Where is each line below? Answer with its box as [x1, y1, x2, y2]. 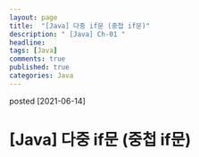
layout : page [9, 12, 58, 22]
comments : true [9, 54, 66, 63]
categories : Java [9, 71, 74, 80]
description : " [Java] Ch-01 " [9, 29, 126, 38]
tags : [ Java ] [9, 46, 58, 55]
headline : [9, 37, 46, 47]
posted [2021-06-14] [9, 95, 87, 106]
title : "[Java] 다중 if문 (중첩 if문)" [9, 21, 150, 30]
